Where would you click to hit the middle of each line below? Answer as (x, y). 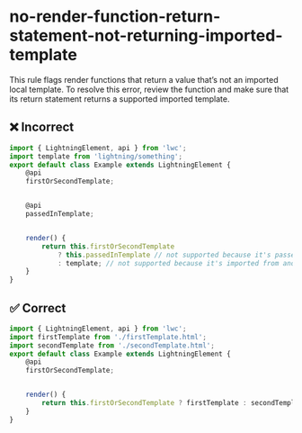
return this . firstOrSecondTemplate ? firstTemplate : (144, 403)
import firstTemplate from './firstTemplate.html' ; (108, 337)
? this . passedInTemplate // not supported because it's (164, 255)
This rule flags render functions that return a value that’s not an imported (144, 79)
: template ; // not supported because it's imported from (168, 263)
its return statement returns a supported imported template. (120, 99)
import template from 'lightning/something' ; (96, 156)
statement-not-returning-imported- (146, 36)
